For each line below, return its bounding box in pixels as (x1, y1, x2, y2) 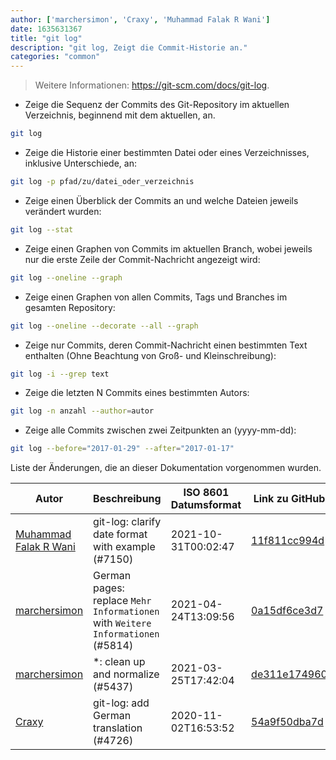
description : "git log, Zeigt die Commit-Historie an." (10, 42, 248, 53)
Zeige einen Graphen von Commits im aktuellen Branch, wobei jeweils (24, 242, 313, 255)
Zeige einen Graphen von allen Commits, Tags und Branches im (24, 291, 288, 303)
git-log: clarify (93, 515, 162, 529)
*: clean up (93, 655, 146, 669)
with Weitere (93, 616, 152, 630)
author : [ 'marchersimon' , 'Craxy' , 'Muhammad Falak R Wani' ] (10, 14, 271, 25)
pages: (93, 581, 125, 595)
